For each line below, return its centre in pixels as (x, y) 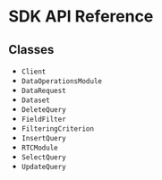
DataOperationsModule (61, 81)
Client (34, 72)
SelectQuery (43, 158)
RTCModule (40, 148)
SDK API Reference (81, 17)
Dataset (35, 100)
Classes (31, 50)
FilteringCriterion (58, 129)
